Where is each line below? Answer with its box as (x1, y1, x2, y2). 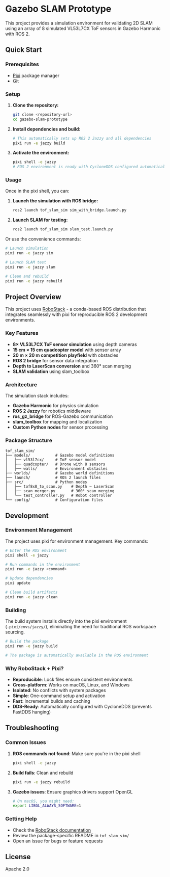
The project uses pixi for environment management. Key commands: (5, 538, 149, 544)
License (5, 852, 31, 861)
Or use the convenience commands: (5, 236, 81, 242)
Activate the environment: (12, 150, 70, 156)
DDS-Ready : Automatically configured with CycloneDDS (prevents (12, 704, 152, 710)
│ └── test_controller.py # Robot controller (5, 493, 113, 498)
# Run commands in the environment (5, 562, 81, 567)
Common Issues (5, 739, 47, 746)
